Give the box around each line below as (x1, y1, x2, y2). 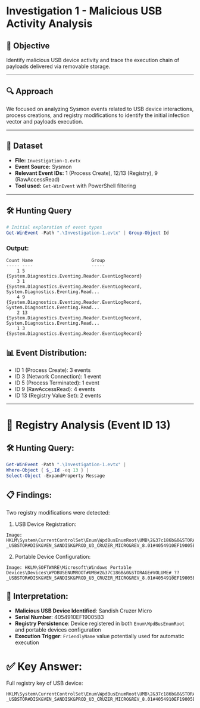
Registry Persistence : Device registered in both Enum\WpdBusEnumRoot (14, 620, 185, 627)
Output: (6, 244, 29, 253)
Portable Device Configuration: (14, 553, 91, 560)
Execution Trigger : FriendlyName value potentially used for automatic (14, 632, 185, 639)
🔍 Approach (6, 87, 54, 97)
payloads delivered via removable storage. (6, 63, 111, 70)
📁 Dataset (6, 141, 43, 151)
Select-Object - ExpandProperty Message (6, 473, 105, 479)
